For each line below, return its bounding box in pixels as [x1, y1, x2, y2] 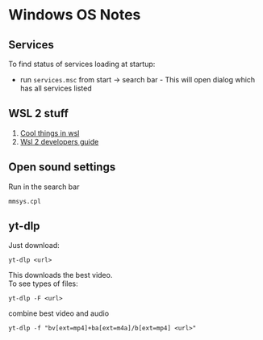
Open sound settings [8, 160, 116, 174]
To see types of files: [8, 279, 78, 288]
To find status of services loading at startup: [8, 59, 156, 69]
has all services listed [19, 83, 92, 93]
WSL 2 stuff [8, 107, 69, 120]
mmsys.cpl [8, 197, 42, 205]
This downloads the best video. [8, 271, 113, 280]
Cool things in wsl [19, 128, 80, 138]
